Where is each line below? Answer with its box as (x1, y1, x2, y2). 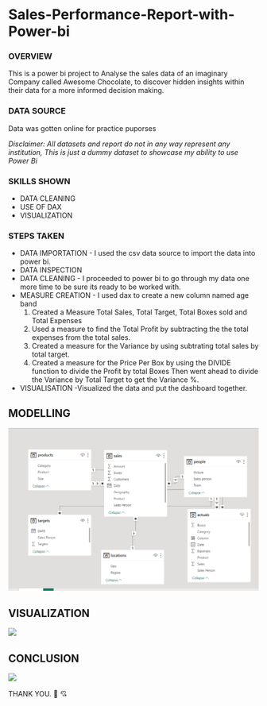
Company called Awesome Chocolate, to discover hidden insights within (8, 77, 245, 87)
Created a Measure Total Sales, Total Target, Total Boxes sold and (31, 307, 248, 317)
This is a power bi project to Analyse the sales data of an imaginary (8, 69, 228, 79)
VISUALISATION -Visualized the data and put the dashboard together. (19, 384, 248, 393)
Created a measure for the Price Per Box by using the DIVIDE (31, 358, 232, 368)
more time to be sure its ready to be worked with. (19, 282, 181, 291)
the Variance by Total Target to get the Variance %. (31, 375, 199, 384)
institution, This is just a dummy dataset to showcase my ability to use (8, 147, 238, 156)
